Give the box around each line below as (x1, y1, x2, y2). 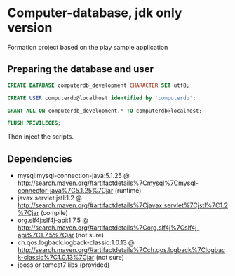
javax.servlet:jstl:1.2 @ (17, 194, 82, 202)
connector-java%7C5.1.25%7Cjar (17, 186, 114, 195)
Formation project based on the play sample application (7, 43, 168, 51)
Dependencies (7, 153, 72, 165)
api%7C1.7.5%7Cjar (17, 231, 74, 240)
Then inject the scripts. (7, 132, 74, 141)
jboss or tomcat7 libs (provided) (17, 261, 110, 269)
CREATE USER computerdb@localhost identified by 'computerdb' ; (7, 95, 196, 102)
